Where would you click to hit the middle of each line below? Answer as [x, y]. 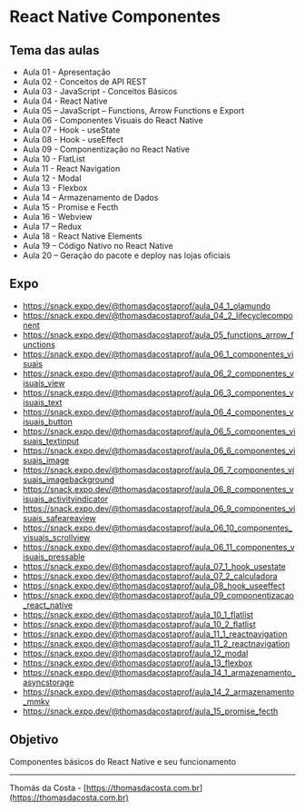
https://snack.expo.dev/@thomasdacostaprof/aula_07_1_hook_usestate [154, 566]
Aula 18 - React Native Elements [82, 236]
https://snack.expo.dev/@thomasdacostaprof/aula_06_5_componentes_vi [159, 431]
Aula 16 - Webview [57, 217]
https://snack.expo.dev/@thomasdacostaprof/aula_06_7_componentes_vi [158, 470]
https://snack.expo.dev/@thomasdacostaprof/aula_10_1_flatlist [138, 614]
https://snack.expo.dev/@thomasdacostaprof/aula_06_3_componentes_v [158, 392]
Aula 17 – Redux [52, 226]
